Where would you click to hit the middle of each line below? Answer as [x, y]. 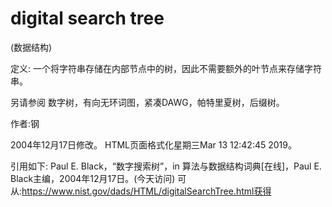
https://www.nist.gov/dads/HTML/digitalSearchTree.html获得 [146, 191]
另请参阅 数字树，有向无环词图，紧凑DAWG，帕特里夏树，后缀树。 [147, 102]
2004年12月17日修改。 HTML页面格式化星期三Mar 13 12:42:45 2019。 [153, 144]
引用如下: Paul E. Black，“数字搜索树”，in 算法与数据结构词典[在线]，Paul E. [166, 166]
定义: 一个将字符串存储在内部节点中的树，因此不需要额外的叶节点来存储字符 [166, 68]
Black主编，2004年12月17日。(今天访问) [93, 178]
